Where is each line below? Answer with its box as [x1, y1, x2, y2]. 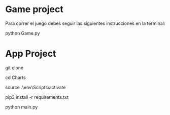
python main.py [5, 104, 38, 110]
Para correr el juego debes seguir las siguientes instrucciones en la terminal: [5, 20, 165, 26]
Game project [5, 4, 63, 15]
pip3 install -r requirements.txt [5, 94, 69, 100]
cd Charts [5, 74, 26, 81]
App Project [5, 48, 56, 59]
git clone [5, 64, 24, 70]
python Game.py [5, 30, 40, 36]
